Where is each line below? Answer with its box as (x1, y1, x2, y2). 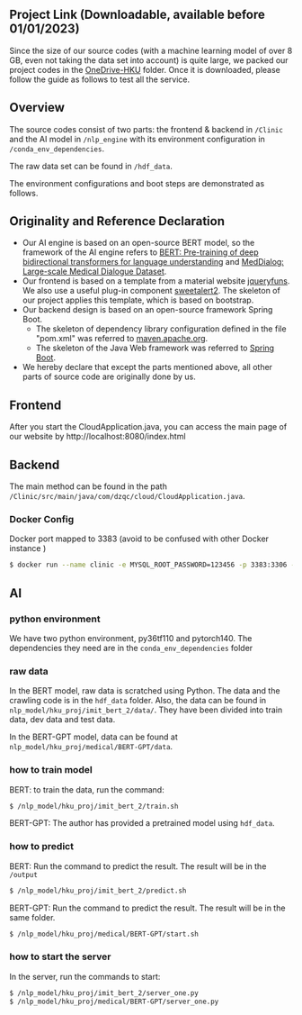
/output (9, 870, 39, 879)
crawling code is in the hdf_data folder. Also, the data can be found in (9, 695, 267, 706)
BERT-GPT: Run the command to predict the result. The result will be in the (9, 902, 286, 913)
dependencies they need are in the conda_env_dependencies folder (9, 642, 253, 653)
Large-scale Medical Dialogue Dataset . (22, 266, 167, 277)
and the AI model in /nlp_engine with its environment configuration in (9, 133, 265, 144)
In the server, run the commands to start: (9, 971, 161, 982)
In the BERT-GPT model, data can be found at (9, 731, 178, 742)
